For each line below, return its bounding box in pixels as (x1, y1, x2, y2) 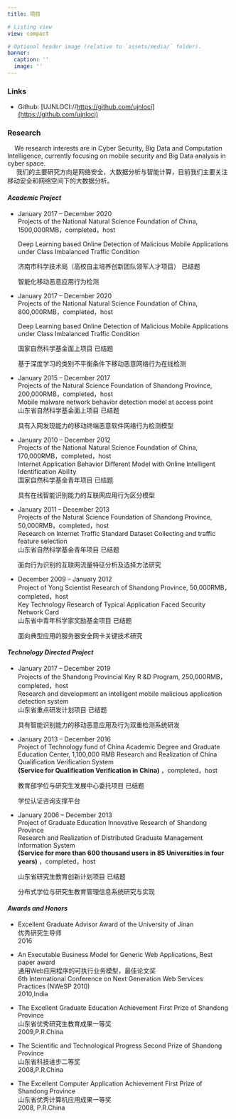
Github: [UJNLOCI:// (17, 103, 77, 111)
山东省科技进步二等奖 (17, 1058, 80, 1066)
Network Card (17, 607, 59, 616)
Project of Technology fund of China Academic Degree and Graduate (17, 742, 220, 751)
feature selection (17, 537, 68, 545)
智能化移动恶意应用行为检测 (17, 277, 100, 285)
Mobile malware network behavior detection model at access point (17, 398, 213, 406)
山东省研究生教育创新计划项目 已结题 (17, 872, 126, 881)
